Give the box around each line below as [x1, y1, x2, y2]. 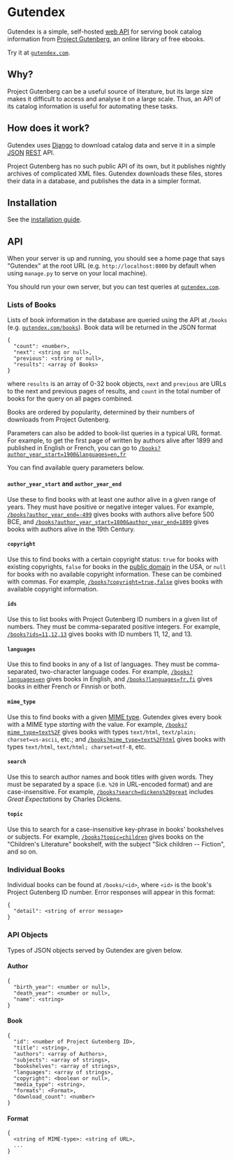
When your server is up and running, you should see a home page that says [7, 254, 226, 263]
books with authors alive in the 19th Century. [7, 525, 136, 533]
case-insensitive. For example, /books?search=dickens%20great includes [7, 787, 214, 795]
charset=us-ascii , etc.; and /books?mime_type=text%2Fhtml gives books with [7, 735, 226, 743]
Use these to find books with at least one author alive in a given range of [7, 495, 217, 503]
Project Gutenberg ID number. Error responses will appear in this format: [7, 888, 215, 897]
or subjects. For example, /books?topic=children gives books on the [7, 832, 204, 841]
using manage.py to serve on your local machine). [7, 269, 148, 277]
